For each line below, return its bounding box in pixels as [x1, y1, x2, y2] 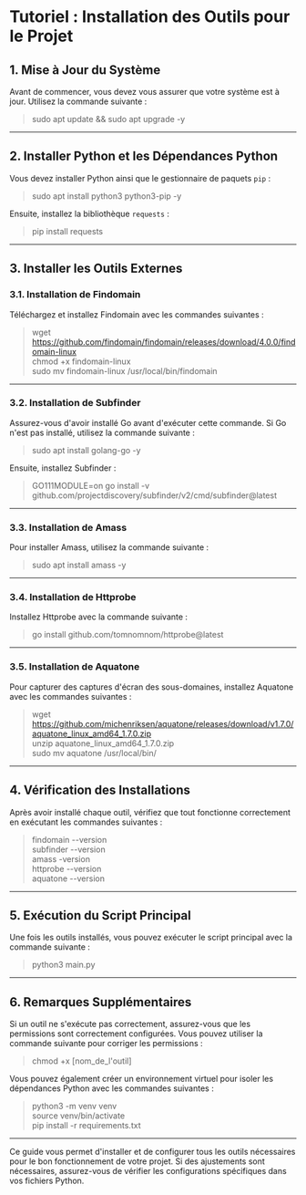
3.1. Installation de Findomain [9, 288, 141, 301]
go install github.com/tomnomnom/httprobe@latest [31, 629, 224, 640]
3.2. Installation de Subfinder [9, 397, 141, 410]
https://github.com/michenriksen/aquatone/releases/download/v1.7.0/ [31, 718, 294, 729]
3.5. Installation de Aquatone [9, 660, 140, 673]
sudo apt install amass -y [31, 559, 127, 571]
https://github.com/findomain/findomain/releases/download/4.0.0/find [31, 336, 296, 348]
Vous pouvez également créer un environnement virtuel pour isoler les [9, 1074, 274, 1085]
